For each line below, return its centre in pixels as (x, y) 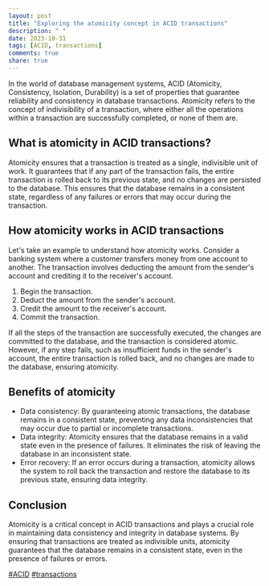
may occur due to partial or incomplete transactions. (107, 428)
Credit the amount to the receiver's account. (93, 308)
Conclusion (38, 505)
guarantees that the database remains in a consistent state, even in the (126, 550)
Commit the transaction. (60, 317)
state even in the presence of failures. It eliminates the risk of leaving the (140, 446)
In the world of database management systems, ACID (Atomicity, (115, 83)
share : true (28, 61)
